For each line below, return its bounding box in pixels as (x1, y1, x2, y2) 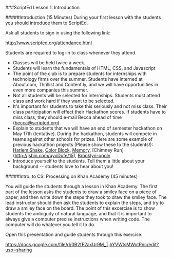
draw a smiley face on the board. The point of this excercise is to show (5, 205, 155, 211)
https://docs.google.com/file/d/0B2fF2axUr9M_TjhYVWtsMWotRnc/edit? (5, 242, 159, 247)
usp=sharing (5, 247, 32, 253)
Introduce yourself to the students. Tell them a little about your (12, 158, 145, 164)
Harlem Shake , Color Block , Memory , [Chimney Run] (12, 147, 124, 153)
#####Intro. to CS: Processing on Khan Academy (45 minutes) (5, 173, 138, 179)
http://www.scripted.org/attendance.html (5, 40, 92, 46)
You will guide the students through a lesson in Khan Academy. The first (5, 183, 158, 189)
